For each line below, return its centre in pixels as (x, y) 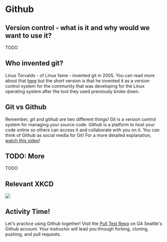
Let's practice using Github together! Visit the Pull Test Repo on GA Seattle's (84, 223)
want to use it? (28, 35)
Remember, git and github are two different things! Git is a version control (81, 119)
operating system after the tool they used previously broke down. (72, 91)
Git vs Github (26, 107)
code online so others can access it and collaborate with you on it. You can (82, 130)
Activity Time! (28, 211)
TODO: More (25, 156)
